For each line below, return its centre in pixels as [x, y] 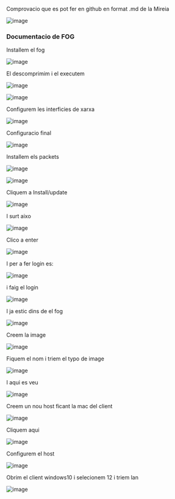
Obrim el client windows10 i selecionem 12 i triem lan [73, 478]
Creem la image [26, 335]
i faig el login [22, 288]
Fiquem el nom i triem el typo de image [55, 359]
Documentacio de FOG [41, 36]
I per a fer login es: [30, 264]
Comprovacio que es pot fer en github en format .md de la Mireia [88, 9]
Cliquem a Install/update [37, 192]
